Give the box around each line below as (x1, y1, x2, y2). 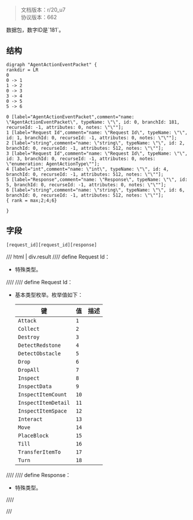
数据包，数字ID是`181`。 (6, 26, 64, 33)
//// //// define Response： (6, 471, 71, 478)
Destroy (17, 334, 40, 340)
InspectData (17, 383, 52, 390)
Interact (17, 416, 43, 423)
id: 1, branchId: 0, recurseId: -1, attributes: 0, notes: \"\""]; (6, 135, 178, 141)
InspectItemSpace (17, 407, 67, 414)
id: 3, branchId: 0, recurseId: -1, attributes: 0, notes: (6, 156, 156, 162)
